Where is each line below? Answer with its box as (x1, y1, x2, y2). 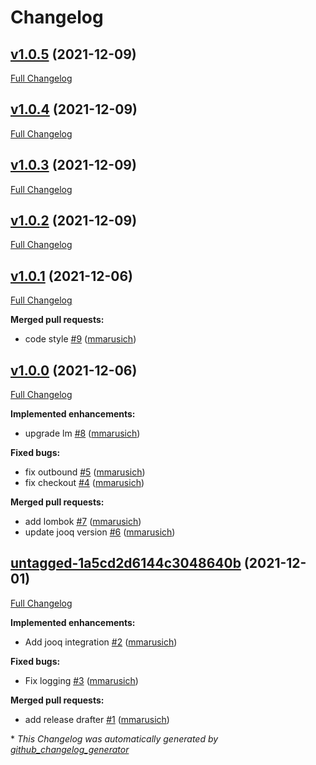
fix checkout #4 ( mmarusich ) (24, 477, 145, 489)
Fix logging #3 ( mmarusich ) (24, 674, 139, 686)
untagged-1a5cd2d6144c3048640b (10, 555, 242, 572)
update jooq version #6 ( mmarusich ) (24, 526, 176, 538)
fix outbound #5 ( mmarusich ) (24, 466, 146, 478)
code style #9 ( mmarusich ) (24, 333, 137, 345)
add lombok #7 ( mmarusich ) (24, 516, 142, 528)
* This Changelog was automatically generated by (10, 732, 219, 745)
